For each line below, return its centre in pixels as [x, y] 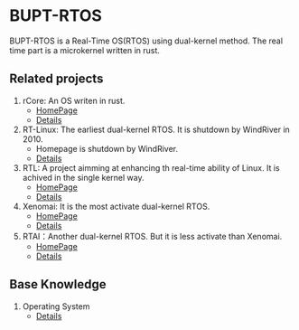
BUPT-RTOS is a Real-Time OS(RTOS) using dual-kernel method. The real [146, 41]
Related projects [56, 79]
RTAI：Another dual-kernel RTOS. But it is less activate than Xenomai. [152, 236]
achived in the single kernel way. [83, 177]
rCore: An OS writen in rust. [74, 100]
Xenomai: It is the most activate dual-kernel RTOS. [116, 206]
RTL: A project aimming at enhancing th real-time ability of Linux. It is [151, 167]
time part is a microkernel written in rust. [85, 50]
